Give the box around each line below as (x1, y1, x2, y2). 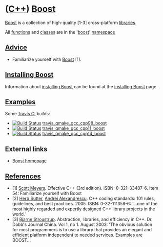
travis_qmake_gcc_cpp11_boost (42, 125, 105, 131)
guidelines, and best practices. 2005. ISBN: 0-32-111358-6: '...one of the (12, 201, 158, 206)
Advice (5, 43, 27, 52)
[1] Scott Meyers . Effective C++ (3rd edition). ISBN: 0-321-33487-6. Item (12, 185, 159, 191)
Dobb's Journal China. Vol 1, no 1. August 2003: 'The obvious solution (12, 222, 153, 227)
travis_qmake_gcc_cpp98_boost (42, 120, 107, 126)
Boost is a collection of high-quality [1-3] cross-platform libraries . (5, 20, 137, 25)
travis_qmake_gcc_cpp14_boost (42, 131, 106, 137)
